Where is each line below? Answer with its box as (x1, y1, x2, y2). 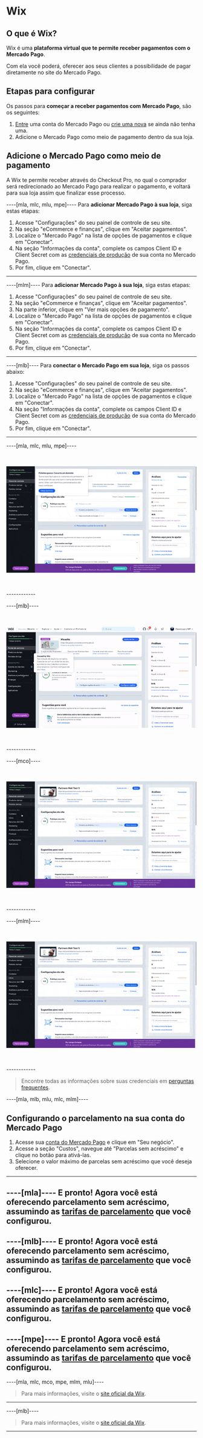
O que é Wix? (6, 28, 57, 39)
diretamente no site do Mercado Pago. (6, 69, 102, 76)
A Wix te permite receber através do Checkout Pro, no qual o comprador (6, 176, 187, 184)
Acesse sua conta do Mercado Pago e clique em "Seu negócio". (14, 1138, 175, 1146)
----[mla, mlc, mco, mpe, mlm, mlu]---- (6, 1378, 105, 1385)
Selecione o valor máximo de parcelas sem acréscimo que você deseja (14, 1158, 192, 1165)
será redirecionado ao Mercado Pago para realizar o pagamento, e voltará (6, 182, 191, 190)
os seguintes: (6, 109, 40, 116)
